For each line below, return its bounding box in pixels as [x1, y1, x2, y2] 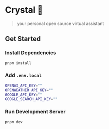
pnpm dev [5, 119, 23, 124]
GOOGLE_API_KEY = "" [5, 92, 42, 97]
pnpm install [5, 61, 32, 65]
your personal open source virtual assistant [17, 21, 104, 26]
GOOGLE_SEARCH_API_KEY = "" [5, 97, 57, 102]
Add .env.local [5, 72, 42, 79]
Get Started [5, 35, 41, 43]
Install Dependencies [5, 49, 56, 56]
